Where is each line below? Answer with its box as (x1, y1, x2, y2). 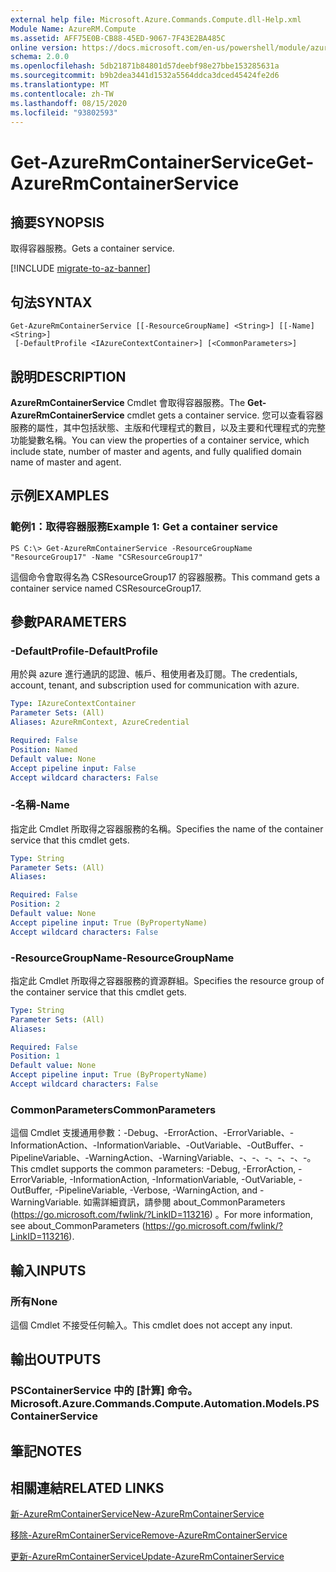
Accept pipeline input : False (10, 763, 137, 773)
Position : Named (10, 744, 78, 755)
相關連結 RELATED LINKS (10, 1480, 165, 1497)
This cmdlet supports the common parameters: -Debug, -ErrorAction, (10, 1163, 297, 1175)
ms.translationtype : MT (10, 80, 110, 90)
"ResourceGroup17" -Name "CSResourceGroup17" (10, 552, 203, 562)
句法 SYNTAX (10, 294, 93, 311)
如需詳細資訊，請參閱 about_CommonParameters (83, 1196, 286, 1208)
